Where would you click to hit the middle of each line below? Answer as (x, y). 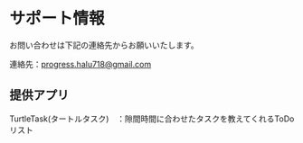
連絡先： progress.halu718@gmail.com (80, 64)
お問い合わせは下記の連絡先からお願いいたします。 (104, 45)
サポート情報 (57, 18)
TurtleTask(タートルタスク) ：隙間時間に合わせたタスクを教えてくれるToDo (152, 119)
